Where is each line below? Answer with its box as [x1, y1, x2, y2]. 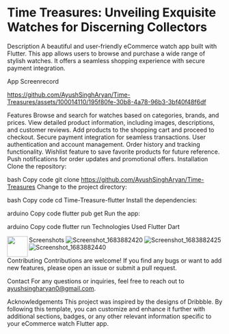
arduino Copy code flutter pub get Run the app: [7, 209, 140, 217]
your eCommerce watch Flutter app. [7, 319, 109, 327]
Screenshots [29, 235, 65, 244]
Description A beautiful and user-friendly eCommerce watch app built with [7, 42, 217, 50]
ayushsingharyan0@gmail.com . [7, 284, 96, 292]
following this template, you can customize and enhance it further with [7, 305, 206, 313]
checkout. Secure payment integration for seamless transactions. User [7, 132, 206, 141]
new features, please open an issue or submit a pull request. [7, 263, 178, 272]
